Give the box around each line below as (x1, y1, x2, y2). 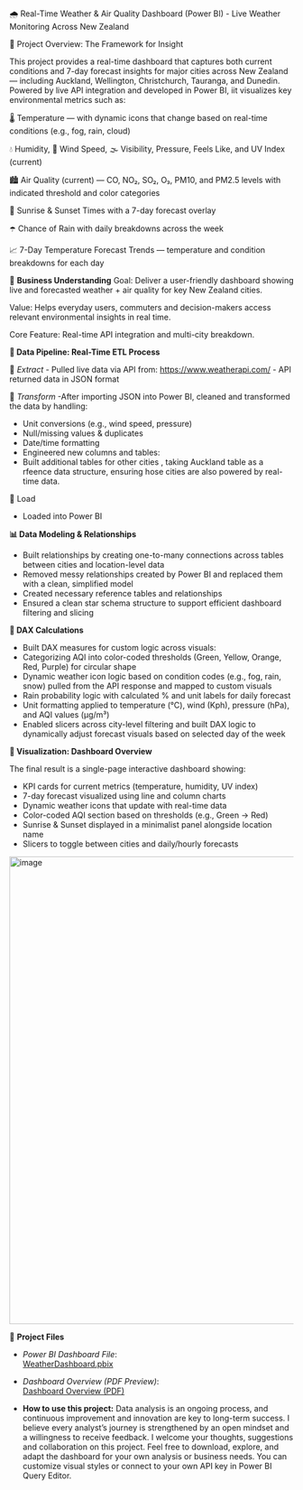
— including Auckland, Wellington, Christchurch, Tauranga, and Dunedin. (9, 76, 280, 86)
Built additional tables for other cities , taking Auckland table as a (22, 457, 264, 467)
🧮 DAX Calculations (9, 625, 84, 635)
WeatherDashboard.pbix (22, 1358, 114, 1369)
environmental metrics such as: (9, 95, 126, 105)
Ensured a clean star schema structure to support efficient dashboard (22, 597, 282, 608)
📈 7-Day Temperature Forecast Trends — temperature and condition (9, 245, 266, 255)
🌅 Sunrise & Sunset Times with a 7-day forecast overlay (9, 205, 216, 216)
